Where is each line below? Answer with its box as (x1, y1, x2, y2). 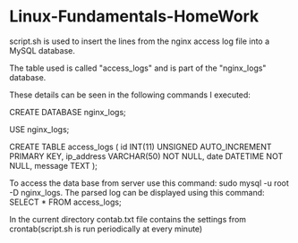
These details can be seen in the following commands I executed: (9, 89, 251, 100)
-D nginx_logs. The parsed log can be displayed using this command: (9, 187, 266, 197)
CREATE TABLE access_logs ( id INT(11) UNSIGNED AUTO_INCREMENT (9, 141, 272, 152)
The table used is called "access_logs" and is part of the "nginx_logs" (9, 63, 267, 73)
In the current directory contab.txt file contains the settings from (9, 214, 247, 224)
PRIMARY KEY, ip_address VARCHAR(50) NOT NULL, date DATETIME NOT (9, 150, 284, 162)
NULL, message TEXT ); (9, 160, 98, 171)
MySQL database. (9, 45, 76, 55)
